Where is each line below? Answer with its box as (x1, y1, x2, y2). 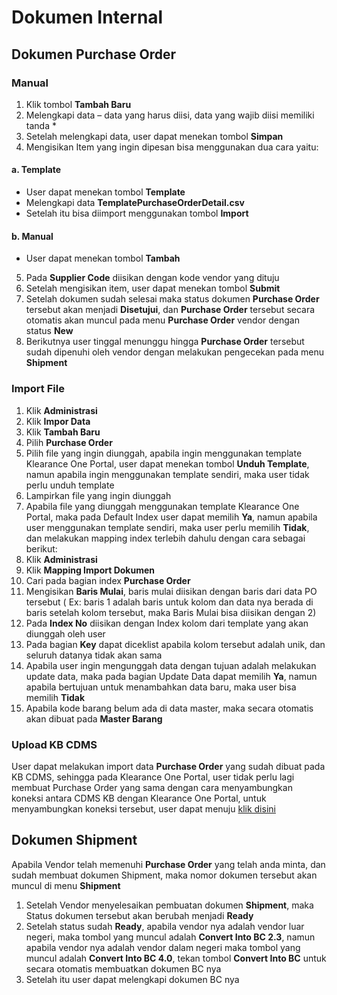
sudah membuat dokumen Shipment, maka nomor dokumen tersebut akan (11, 869, 318, 881)
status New (25, 325, 74, 337)
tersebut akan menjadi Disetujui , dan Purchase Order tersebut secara (25, 304, 316, 316)
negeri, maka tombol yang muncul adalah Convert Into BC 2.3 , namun (25, 931, 316, 943)
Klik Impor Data (25, 415, 91, 427)
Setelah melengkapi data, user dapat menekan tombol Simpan (25, 130, 284, 142)
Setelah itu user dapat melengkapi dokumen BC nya (25, 973, 240, 985)
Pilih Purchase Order (25, 436, 113, 448)
